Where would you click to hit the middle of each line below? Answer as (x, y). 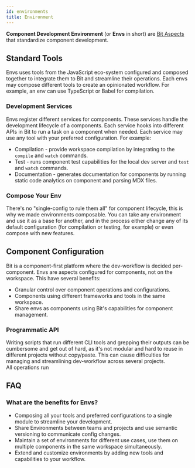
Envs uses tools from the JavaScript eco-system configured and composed (97, 72)
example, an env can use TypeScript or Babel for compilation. (81, 91)
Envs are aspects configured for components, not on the (104, 272)
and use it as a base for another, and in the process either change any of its (97, 221)
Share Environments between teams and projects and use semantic (96, 428)
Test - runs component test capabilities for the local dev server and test (102, 161)
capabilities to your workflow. (50, 459)
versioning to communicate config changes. (68, 434)
